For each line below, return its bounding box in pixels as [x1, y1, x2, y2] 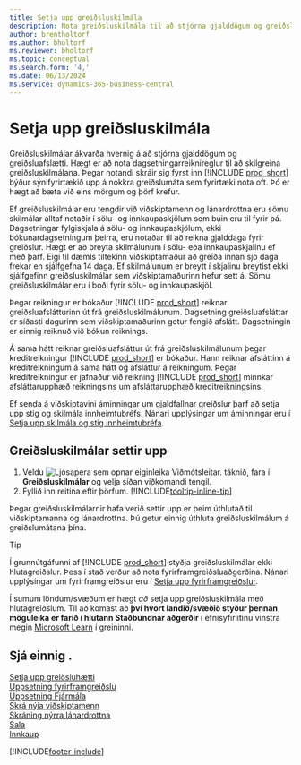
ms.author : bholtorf [9, 38, 87, 47]
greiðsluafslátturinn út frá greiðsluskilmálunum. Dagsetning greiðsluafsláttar [9, 306, 288, 317]
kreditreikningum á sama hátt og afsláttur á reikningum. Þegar [9, 362, 237, 373]
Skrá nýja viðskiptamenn [9, 701, 100, 711]
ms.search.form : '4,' [9, 64, 90, 73]
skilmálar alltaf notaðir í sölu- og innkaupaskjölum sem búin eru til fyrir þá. [9, 212, 282, 224]
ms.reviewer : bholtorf [9, 47, 94, 56]
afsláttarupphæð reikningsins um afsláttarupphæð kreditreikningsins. [9, 381, 264, 391]
